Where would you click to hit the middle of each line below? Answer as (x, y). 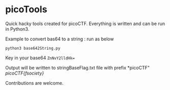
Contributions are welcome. (34, 83)
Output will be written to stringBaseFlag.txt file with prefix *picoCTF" (77, 67)
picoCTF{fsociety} (25, 73)
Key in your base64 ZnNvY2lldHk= (40, 58)
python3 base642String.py (33, 48)
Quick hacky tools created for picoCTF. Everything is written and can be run (85, 24)
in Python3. (17, 29)
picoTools (26, 9)
